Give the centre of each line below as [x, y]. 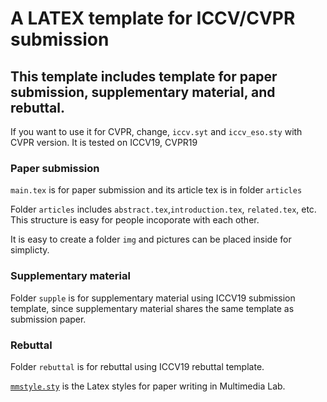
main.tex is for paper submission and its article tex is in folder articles [156, 190]
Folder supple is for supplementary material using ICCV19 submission [153, 298]
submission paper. [48, 319]
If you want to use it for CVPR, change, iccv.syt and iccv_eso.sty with [156, 131]
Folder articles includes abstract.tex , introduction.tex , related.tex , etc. [163, 209]
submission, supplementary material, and [143, 92]
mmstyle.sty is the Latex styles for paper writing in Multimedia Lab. [148, 386]
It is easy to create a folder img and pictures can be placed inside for [151, 239]
